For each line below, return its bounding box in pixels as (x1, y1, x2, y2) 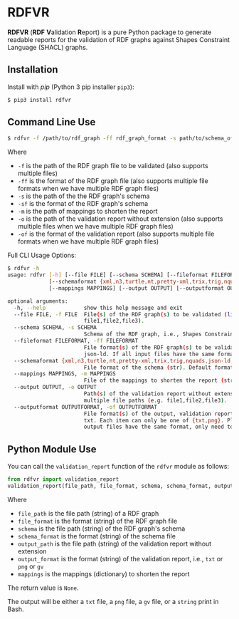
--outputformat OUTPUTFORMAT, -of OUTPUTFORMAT (14, 403, 158, 410)
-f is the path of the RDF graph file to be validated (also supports (17, 162, 208, 170)
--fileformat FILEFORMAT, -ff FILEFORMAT (14, 338, 139, 345)
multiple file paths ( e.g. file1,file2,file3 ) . (83, 397, 228, 404)
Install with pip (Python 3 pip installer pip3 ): (7, 83, 134, 91)
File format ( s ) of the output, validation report (83, 410, 234, 417)
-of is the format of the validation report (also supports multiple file (17, 229, 215, 239)
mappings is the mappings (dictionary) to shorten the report (17, 569, 190, 578)
